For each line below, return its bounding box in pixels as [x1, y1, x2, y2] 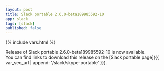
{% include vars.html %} [5, 39, 56, 45]
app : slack [5, 16, 28, 21]
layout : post [5, 7, 33, 12]
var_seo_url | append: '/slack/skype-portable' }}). [5, 60, 107, 66]
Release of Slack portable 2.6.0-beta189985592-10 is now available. [5, 49, 146, 55]
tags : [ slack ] [5, 21, 35, 26]
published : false [5, 26, 42, 31]
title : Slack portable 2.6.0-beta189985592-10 [5, 12, 104, 17]
